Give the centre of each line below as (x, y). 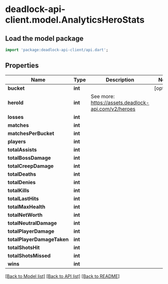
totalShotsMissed (29, 255)
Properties (22, 65)
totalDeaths (22, 174)
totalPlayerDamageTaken (38, 239)
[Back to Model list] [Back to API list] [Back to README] (62, 276)
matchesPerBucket (31, 133)
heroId (16, 102)
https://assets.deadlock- (120, 102)
